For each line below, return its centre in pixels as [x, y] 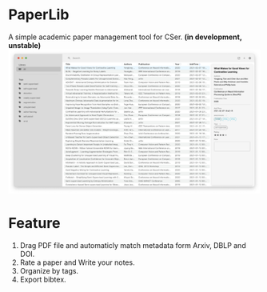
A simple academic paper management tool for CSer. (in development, [125, 37]
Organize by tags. [49, 270]
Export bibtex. [43, 279]
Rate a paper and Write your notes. [77, 262]
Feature [34, 224]
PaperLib [39, 15]
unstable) [25, 45]
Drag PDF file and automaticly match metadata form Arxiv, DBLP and [133, 245]
